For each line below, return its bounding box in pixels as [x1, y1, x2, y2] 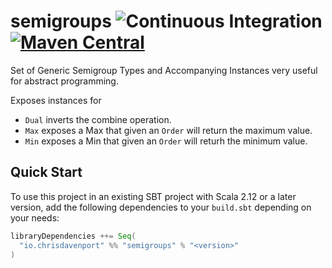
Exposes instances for [10, 94, 102, 106]
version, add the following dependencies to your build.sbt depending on [10, 201, 312, 213]
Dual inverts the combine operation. [24, 113, 172, 125]
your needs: [10, 211, 60, 224]
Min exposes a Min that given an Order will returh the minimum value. [24, 135, 308, 147]
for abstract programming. [10, 75, 119, 87]
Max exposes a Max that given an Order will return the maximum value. [24, 124, 313, 136]
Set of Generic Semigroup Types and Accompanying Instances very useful [10, 64, 318, 76]
